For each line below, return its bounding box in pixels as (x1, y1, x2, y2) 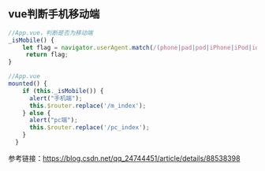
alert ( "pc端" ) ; (28, 117, 78, 125)
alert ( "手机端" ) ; (28, 94, 83, 102)
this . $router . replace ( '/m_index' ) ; (28, 102, 147, 110)
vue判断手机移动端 (8, 7, 100, 21)
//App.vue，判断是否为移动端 (8, 28, 93, 37)
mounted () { (8, 80, 47, 88)
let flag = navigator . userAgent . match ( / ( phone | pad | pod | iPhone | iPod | (22, 43, 252, 51)
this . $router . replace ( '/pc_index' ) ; (28, 124, 150, 132)
